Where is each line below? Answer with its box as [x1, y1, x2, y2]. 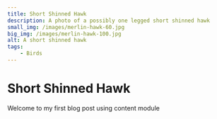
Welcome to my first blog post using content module [7, 103, 160, 112]
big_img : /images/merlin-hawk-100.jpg [7, 30, 122, 38]
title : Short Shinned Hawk [7, 10, 87, 18]
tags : [7, 43, 23, 50]
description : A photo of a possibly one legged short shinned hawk [7, 17, 211, 24]
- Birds [20, 50, 42, 57]
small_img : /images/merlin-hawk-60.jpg [7, 23, 125, 30]
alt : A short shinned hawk [7, 37, 87, 44]
